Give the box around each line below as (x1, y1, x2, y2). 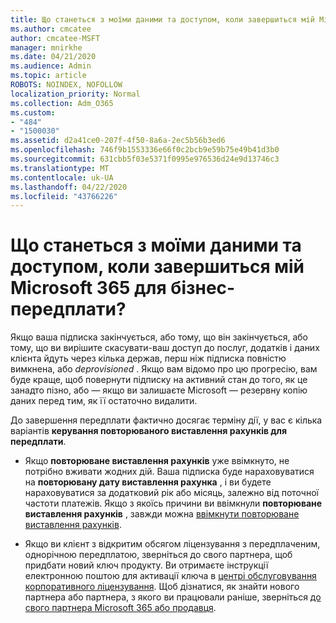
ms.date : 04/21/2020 (10, 52, 97, 62)
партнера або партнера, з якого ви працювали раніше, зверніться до (24, 591, 322, 603)
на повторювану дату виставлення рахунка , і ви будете (24, 476, 272, 488)
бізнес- (170, 277, 236, 300)
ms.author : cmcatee (10, 24, 92, 34)
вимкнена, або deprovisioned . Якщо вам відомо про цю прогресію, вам (10, 363, 318, 375)
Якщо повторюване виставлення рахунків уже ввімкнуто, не (24, 455, 290, 467)
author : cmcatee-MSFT (10, 33, 101, 43)
